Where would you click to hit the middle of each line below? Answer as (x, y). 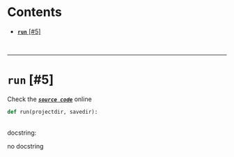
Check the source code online (49, 99)
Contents (35, 12)
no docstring (25, 146)
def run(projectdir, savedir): (53, 112)
